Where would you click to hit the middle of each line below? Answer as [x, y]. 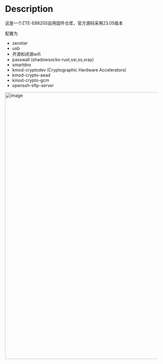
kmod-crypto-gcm [31, 80]
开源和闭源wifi [26, 54]
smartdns [22, 65]
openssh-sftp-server [33, 85]
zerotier [20, 43]
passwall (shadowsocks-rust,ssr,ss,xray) [53, 59]
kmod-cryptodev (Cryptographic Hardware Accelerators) [69, 70]
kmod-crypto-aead [31, 75]
